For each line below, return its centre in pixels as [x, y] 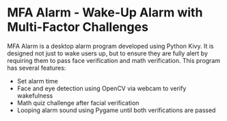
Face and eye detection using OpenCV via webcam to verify [102, 88]
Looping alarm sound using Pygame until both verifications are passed [116, 110]
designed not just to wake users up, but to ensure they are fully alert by [108, 53]
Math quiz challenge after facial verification [78, 103]
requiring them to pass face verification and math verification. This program [114, 60]
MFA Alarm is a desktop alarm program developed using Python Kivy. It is [110, 46]
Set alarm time [37, 81]
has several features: [37, 68]
